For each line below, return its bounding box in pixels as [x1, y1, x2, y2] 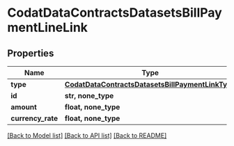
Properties [7, 47, 54, 59]
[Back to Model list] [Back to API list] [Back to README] [7, 131, 167, 140]
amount [10, 102, 37, 112]
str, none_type [65, 91, 114, 100]
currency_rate [10, 113, 58, 123]
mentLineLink [7, 19, 88, 35]
